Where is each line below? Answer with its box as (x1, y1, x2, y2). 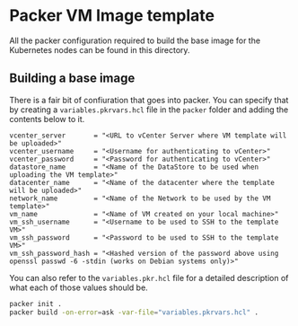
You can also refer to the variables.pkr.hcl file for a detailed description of (9, 272, 289, 283)
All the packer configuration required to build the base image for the (9, 35, 261, 46)
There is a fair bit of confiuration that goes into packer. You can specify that (9, 94, 289, 105)
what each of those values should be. (9, 282, 148, 293)
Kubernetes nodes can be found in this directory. (9, 44, 190, 55)
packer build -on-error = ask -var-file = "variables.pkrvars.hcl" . (9, 307, 259, 317)
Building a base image (9, 71, 136, 86)
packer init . (9, 299, 63, 308)
